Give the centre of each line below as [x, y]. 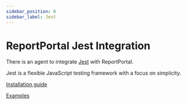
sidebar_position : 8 [31, 11]
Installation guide [27, 85]
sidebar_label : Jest [31, 17]
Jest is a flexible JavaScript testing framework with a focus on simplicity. [93, 73]
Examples [18, 96]
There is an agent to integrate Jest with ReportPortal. [70, 62]
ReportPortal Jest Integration [78, 46]
